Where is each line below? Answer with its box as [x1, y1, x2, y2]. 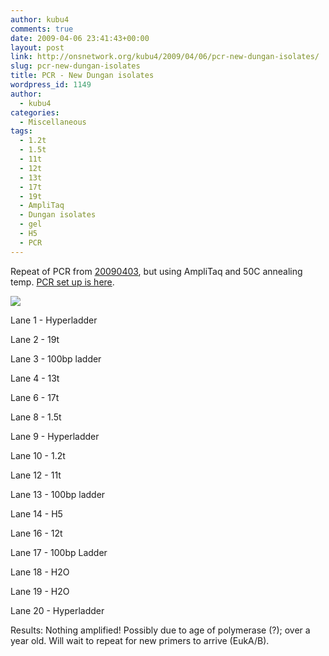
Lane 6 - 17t [10, 391, 60, 403]
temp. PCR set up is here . [10, 276, 115, 288]
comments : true [10, 24, 74, 34]
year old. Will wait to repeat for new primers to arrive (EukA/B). [10, 634, 270, 646]
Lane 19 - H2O [10, 585, 70, 597]
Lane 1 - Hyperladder [10, 314, 98, 326]
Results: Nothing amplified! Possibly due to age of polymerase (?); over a [10, 624, 311, 636]
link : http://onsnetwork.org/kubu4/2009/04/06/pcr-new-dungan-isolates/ [10, 52, 320, 62]
